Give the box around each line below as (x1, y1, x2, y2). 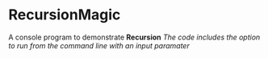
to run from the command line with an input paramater (8, 40, 190, 50)
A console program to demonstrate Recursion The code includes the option (8, 32, 261, 42)
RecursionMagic (8, 6, 121, 24)
